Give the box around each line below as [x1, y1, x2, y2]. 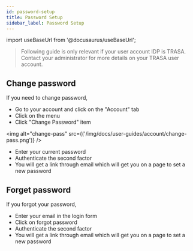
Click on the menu [14, 112, 60, 119]
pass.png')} [6, 136, 35, 144]
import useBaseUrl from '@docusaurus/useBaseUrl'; [6, 37, 136, 44]
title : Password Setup [6, 14, 63, 20]
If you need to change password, [6, 94, 88, 101]
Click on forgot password [14, 219, 78, 226]
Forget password [6, 184, 71, 195]
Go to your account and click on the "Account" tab [14, 106, 140, 113]
